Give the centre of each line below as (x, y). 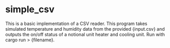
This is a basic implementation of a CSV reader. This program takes (76, 23)
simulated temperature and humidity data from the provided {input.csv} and (85, 29)
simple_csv (30, 9)
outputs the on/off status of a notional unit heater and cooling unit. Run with (85, 34)
